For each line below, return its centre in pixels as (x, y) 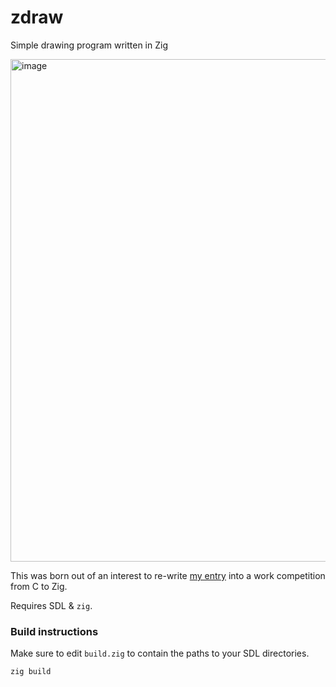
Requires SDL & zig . (51, 605)
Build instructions (54, 631)
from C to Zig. (39, 586)
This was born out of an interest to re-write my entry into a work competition (168, 575)
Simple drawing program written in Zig (89, 45)
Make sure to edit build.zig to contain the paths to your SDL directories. (160, 653)
